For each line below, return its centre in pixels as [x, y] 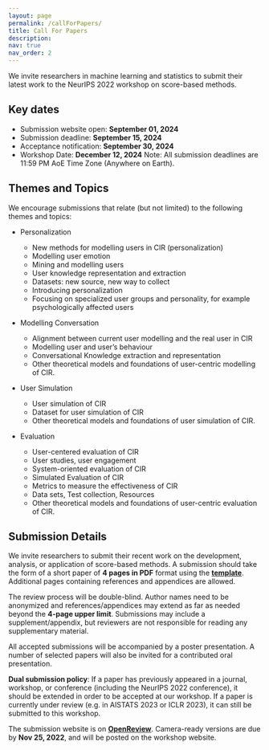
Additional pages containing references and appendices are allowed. [122, 581]
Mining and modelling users [78, 264]
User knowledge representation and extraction [109, 273]
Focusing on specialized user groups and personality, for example [141, 299]
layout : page [30, 16]
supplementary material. [49, 631]
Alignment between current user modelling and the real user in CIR [142, 338]
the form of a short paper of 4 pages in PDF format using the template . [126, 573]
